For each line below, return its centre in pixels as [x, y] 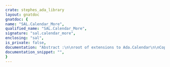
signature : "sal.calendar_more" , [40, 33]
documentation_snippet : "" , [35, 52]
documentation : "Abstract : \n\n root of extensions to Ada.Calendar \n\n [82, 47]
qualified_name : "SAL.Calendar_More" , [46, 29]
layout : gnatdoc [22, 15]
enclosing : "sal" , [25, 38]
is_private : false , [26, 43]
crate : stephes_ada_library [35, 10]
